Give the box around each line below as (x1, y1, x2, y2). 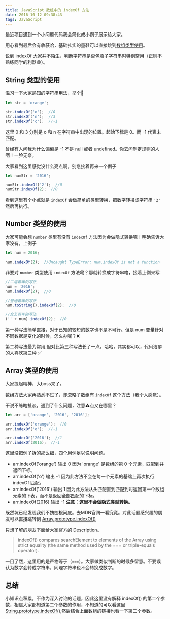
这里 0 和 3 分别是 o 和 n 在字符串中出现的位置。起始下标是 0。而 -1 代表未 (5, 128, 161, 135)
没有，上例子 (9, 240, 37, 246)
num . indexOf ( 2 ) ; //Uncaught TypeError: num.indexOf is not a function (5, 259, 160, 265)
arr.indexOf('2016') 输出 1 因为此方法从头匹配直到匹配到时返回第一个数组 (12, 486, 165, 493)
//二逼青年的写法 (5, 279, 37, 284)
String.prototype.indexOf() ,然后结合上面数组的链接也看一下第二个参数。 (5, 608, 155, 614)
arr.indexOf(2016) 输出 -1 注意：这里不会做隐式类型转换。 (12, 499, 133, 505)
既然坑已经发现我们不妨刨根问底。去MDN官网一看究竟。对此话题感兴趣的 (5, 510, 158, 516)
